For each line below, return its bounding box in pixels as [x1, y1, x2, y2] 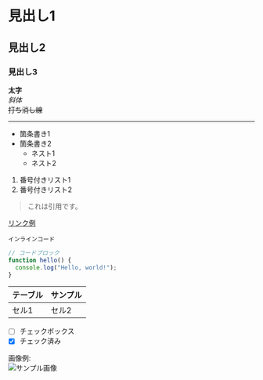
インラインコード [8, 235, 56, 243]
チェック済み [19, 336, 61, 346]
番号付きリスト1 [19, 175, 71, 184]
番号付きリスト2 [19, 185, 73, 194]
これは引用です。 [27, 201, 82, 211]
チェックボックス [19, 327, 75, 336]
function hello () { [8, 256, 72, 264]
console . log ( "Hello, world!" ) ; [15, 263, 117, 271]
